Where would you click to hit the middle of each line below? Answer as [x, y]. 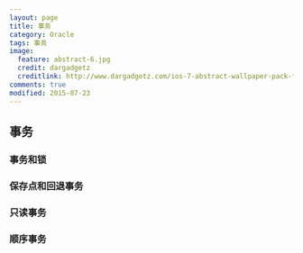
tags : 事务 [28, 43]
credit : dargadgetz [54, 68]
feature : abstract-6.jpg [64, 59]
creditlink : [40, 77]
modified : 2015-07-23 [50, 93]
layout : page [34, 18]
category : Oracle [42, 34]
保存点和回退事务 [46, 185]
